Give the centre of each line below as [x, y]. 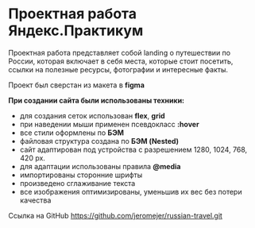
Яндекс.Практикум [76, 31]
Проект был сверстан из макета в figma [77, 85]
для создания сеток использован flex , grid [92, 115]
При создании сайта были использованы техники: [97, 100]
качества [35, 200]
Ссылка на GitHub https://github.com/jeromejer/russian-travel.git [115, 215]
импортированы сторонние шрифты [81, 175]
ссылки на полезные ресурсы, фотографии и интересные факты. [118, 69]
